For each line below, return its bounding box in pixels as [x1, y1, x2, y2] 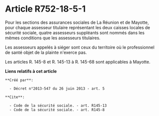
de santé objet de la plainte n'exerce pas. [5, 50, 87, 55]
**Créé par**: [5, 78, 34, 83]
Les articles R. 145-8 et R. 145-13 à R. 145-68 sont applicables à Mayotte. [5, 59, 151, 65]
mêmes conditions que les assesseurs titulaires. [5, 35, 101, 41]
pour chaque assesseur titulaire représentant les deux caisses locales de [5, 24, 150, 30]
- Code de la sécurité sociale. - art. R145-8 [9, 107, 105, 112]
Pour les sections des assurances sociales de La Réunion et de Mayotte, [5, 19, 149, 25]
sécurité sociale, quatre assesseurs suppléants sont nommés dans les [5, 30, 145, 35]
